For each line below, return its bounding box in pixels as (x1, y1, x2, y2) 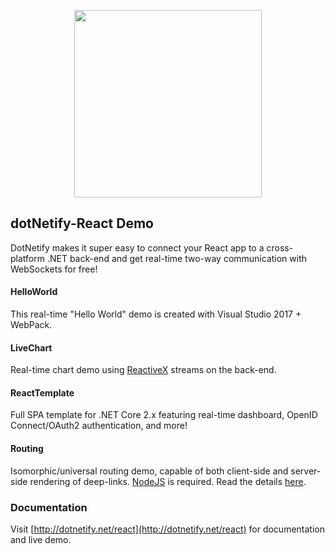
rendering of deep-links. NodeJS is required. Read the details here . (29, 475, 307, 487)
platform (10, 252, 45, 264)
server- (290, 465, 322, 477)
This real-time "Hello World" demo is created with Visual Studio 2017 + (10, 308, 302, 320)
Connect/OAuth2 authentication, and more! (10, 420, 188, 432)
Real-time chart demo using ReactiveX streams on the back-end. (10, 364, 277, 376)
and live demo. (10, 533, 72, 545)
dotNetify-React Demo (10, 215, 154, 232)
